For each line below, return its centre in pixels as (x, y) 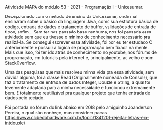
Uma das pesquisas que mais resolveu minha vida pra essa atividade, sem (80, 72)
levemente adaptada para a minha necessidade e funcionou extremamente (80, 88)
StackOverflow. (20, 63)
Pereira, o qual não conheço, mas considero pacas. (57, 113)
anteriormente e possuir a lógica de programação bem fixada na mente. (77, 47)
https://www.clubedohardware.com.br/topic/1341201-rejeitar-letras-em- (77, 118)
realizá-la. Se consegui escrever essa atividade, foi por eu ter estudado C (79, 42)
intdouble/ (15, 123)
